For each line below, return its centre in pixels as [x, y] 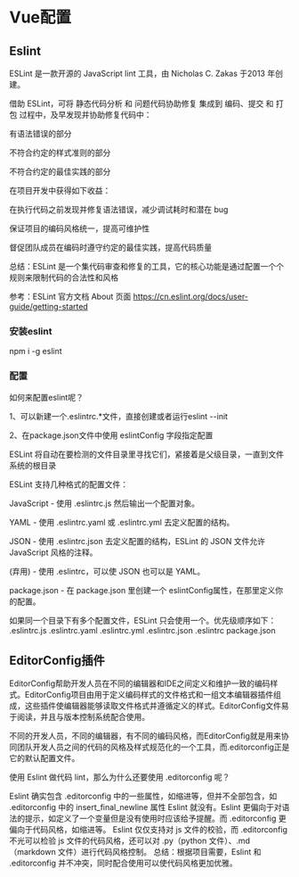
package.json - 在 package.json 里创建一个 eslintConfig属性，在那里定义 [142, 590]
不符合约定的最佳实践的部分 [60, 171]
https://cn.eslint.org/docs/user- [191, 296]
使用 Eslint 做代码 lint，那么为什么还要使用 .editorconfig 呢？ [120, 777]
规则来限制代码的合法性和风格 [64, 277]
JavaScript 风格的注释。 [53, 552]
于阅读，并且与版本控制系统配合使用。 [79, 717]
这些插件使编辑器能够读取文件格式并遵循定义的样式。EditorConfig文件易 [157, 706]
